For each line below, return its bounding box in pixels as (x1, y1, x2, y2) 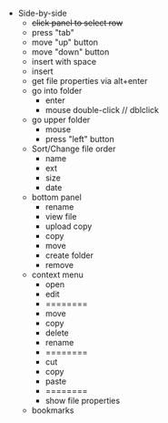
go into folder (31, 86, 83, 96)
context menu (31, 269, 84, 280)
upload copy (44, 221, 93, 232)
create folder (44, 250, 94, 261)
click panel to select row (31, 17, 124, 28)
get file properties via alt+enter (31, 76, 148, 86)
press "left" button (44, 134, 115, 144)
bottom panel (31, 191, 82, 202)
